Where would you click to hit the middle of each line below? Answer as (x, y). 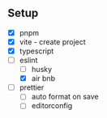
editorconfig (52, 106)
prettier (32, 87)
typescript (36, 51)
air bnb (43, 78)
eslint (28, 60)
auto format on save (65, 97)
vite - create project (52, 42)
